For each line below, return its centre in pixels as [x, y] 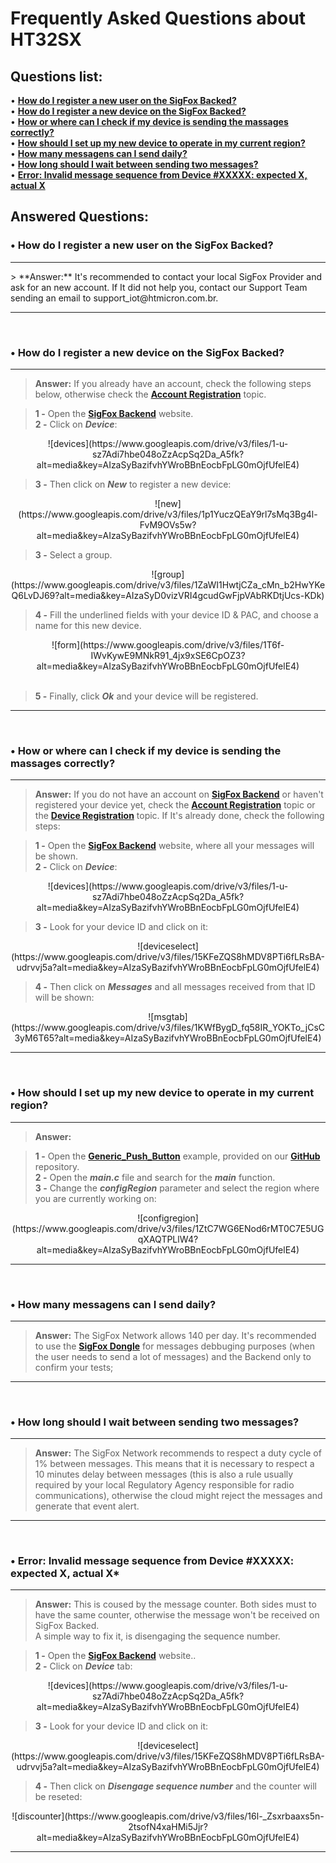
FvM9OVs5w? [168, 524]
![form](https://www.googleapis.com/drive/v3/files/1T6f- [168, 644]
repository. [57, 1166]
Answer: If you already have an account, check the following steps [173, 383]
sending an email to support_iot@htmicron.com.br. [114, 298]
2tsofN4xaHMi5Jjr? [168, 1827]
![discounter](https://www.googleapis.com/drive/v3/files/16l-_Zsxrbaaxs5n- [168, 1816]
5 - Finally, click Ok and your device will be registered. [146, 696]
